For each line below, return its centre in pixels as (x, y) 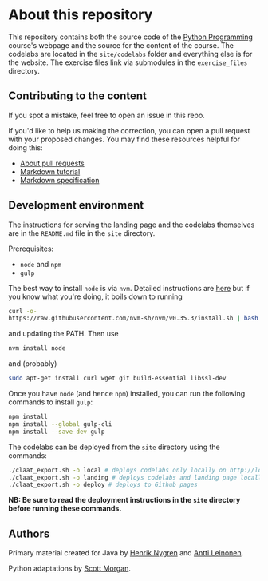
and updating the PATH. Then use (63, 334)
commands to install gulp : (51, 402)
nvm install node (37, 348)
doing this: (26, 147)
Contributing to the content (78, 96)
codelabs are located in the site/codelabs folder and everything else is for (130, 54)
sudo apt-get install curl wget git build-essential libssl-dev (117, 378)
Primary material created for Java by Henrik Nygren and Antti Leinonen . (126, 553)
